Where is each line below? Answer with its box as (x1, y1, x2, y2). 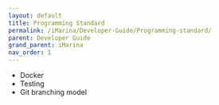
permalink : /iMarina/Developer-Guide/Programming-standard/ (8, 26, 213, 34)
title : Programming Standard (8, 19, 105, 27)
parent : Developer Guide (8, 33, 91, 42)
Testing (19, 79, 45, 88)
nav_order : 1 (8, 49, 52, 56)
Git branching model (19, 87, 88, 96)
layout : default (8, 11, 62, 20)
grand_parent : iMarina (8, 41, 84, 49)
